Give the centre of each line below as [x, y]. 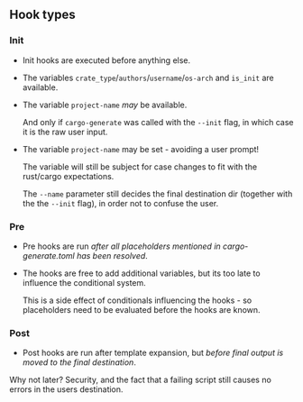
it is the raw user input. [65, 132]
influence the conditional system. [84, 282]
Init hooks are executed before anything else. [106, 60]
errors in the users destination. [66, 389]
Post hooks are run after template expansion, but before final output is [153, 353]
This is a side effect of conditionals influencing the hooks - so [137, 300]
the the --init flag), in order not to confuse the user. [120, 203]
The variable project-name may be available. [105, 105]
